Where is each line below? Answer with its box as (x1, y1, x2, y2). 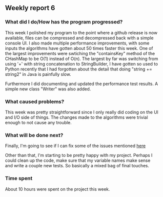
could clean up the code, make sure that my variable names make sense (5, 157, 150, 163)
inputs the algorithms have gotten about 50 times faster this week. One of (5, 45, 153, 51)
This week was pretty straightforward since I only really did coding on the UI (5, 109, 159, 115)
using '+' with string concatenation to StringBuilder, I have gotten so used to (5, 61, 158, 66)
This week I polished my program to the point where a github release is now (5, 29, 158, 36)
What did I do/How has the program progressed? (5, 19, 123, 25)
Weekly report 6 (5, 4, 55, 12)
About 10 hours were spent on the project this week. (5, 186, 110, 192)
